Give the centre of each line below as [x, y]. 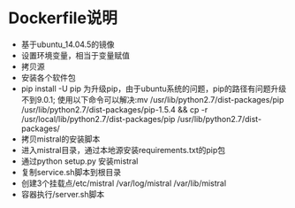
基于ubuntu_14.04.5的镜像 [68, 44]
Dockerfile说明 [63, 18]
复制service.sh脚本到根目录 [71, 172]
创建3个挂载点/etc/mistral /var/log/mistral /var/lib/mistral [124, 183]
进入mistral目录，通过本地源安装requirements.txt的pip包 [123, 150]
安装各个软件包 [48, 77]
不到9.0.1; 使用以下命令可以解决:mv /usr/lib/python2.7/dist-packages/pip [152, 99]
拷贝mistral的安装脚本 [61, 139]
